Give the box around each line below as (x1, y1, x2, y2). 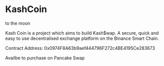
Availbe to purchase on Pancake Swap (5, 54, 85, 61)
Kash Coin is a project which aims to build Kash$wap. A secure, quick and (5, 30, 159, 36)
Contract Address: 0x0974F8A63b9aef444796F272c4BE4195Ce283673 (5, 45, 155, 51)
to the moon (5, 20, 31, 26)
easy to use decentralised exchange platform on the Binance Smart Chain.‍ (5, 35, 159, 41)
